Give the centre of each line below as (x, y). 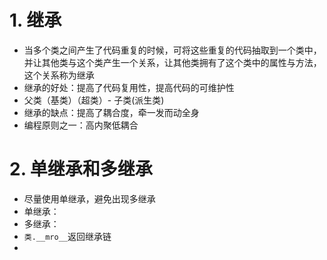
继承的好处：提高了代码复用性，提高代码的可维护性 (129, 87)
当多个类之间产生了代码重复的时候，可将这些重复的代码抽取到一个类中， (172, 50)
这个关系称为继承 (59, 75)
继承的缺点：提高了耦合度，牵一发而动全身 (111, 112)
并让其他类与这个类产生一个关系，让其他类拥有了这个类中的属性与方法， (172, 62)
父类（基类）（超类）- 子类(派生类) (94, 100)
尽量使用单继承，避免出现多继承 (89, 198)
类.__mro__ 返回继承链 (67, 236)
